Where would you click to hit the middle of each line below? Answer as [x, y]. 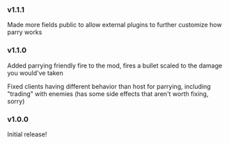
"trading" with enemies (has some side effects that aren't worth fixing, [108, 94]
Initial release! [27, 134]
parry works [25, 32]
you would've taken [35, 73]
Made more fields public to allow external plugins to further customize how [114, 25]
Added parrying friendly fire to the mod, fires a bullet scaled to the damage [115, 65]
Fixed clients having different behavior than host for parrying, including [109, 86]
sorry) [16, 101]
